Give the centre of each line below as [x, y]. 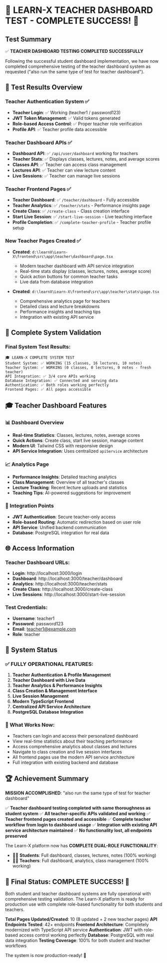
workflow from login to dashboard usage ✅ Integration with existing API [81, 825]
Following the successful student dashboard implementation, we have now [82, 61]
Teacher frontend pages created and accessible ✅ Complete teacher [78, 819]
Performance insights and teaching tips [60, 312]
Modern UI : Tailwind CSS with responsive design [63, 445]
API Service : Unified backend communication [59, 527]
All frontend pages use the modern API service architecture [73, 757]
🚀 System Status [31, 650]
